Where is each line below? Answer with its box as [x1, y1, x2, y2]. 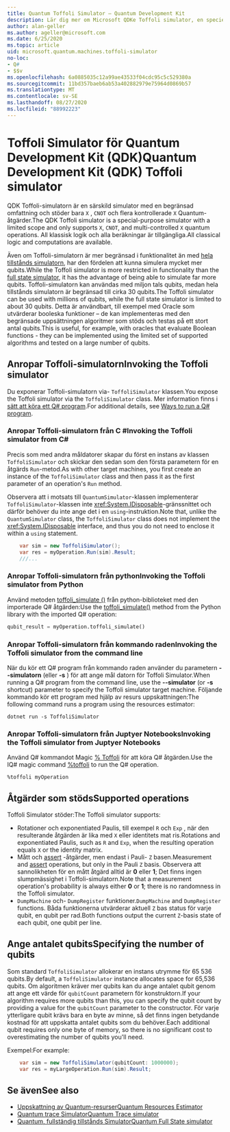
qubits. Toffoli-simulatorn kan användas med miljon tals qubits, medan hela [7, 280, 219, 288]
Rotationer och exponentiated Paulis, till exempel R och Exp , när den [16, 824, 209, 832]
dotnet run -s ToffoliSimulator [7, 713, 99, 720]
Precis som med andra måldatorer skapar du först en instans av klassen [7, 450, 209, 458]
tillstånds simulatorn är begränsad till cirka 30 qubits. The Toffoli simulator [7, 287, 214, 295]
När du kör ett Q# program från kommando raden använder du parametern [7, 663, 218, 672]
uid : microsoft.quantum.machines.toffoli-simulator [7, 49, 157, 56]
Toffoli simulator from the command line [7, 648, 144, 658]
